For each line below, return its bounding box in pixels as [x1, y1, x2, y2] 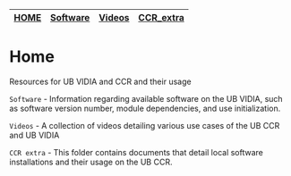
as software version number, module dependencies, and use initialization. [9, 103, 281, 113]
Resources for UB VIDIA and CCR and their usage [9, 76, 192, 87]
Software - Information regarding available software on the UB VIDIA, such [9, 93, 284, 104]
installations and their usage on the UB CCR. [9, 156, 173, 167]
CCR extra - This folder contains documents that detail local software [9, 147, 264, 157]
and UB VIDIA [9, 130, 60, 140]
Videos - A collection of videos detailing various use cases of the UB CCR [9, 120, 280, 130]
